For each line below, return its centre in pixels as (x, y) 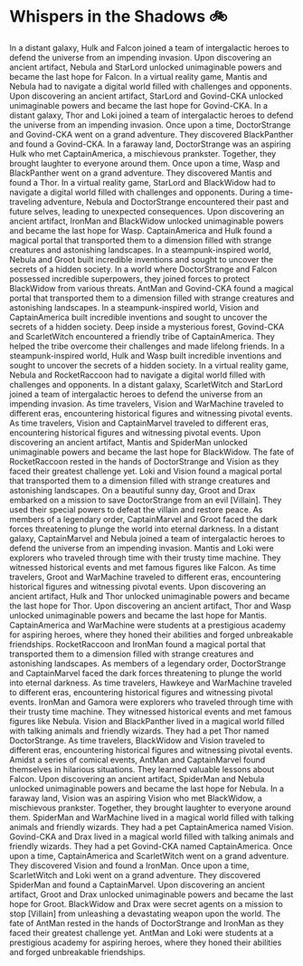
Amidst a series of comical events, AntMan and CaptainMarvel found (137, 760)
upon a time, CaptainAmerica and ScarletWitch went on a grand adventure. (149, 856)
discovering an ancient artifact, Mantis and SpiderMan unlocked (129, 442)
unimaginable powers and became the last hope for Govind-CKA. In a (139, 105)
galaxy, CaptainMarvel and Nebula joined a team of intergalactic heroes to (147, 538)
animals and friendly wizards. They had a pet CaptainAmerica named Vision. (151, 827)
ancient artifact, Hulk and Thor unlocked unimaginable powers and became (150, 596)
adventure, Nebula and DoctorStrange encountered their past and (166, 201)
